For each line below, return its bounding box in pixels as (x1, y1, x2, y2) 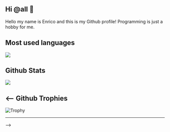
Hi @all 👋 (5, 5, 34, 14)
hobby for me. (5, 24, 35, 30)
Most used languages (5, 38, 75, 47)
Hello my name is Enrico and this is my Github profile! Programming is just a (5, 18, 163, 24)
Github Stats (5, 66, 46, 75)
